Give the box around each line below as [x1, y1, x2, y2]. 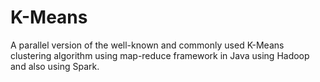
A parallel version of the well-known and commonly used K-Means [10, 39, 285, 51]
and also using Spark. [10, 60, 100, 72]
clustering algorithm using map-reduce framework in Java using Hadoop [10, 49, 310, 61]
